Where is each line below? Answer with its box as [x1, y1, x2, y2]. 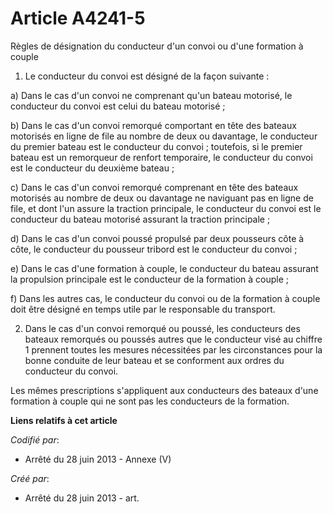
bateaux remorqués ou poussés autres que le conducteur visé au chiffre [24, 333, 323, 345]
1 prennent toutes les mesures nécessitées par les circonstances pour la [24, 343, 323, 356]
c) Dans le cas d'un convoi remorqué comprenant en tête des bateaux [10, 181, 299, 193]
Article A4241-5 [10, 7, 146, 30]
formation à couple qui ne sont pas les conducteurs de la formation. [10, 395, 290, 407]
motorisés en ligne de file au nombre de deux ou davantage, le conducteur [10, 130, 318, 142]
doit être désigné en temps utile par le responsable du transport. [10, 303, 276, 315]
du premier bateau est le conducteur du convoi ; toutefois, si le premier [10, 140, 303, 152]
